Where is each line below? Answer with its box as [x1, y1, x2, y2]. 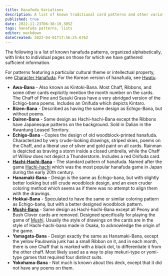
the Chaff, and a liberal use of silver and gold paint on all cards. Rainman [12, 142, 162, 148]
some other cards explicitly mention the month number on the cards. [12, 89, 154, 95]
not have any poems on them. [12, 264, 74, 270]
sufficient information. [5, 59, 51, 65]
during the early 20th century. [12, 169, 74, 175]
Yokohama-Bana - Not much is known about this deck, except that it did [12, 259, 162, 265]
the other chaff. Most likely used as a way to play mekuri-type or [12, 248, 146, 255]
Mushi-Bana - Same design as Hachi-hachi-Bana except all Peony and [12, 206, 159, 212]
